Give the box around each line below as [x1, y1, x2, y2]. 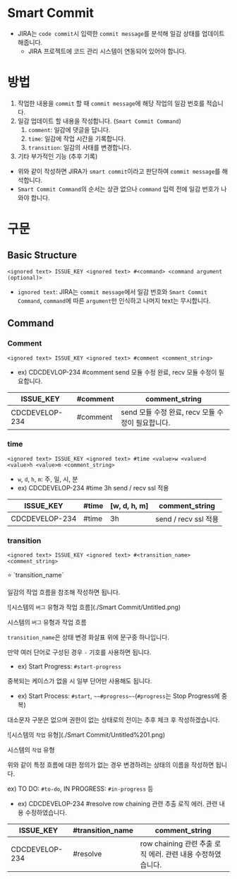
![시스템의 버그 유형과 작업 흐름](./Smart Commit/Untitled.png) [7, 603, 181, 612]
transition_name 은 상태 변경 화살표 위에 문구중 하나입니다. [7, 633, 169, 642]
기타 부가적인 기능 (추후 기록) [17, 152, 98, 160]
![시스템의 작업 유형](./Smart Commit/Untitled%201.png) [7, 731, 166, 739]
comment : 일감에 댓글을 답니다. [28, 125, 111, 134]
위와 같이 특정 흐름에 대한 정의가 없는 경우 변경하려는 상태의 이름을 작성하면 [7, 761, 214, 769]
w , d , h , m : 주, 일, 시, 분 [17, 475, 78, 483]
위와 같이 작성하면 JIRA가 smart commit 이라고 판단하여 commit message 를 [17, 167, 221, 175]
